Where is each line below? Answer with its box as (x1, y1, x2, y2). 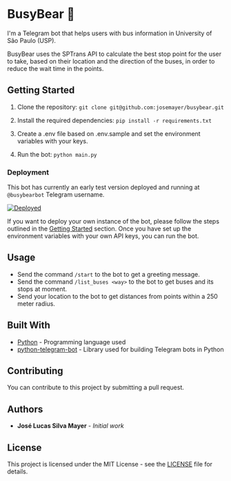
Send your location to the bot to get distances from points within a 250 (17, 292, 219, 300)
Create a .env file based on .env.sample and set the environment (17, 129, 201, 137)
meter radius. (17, 300, 55, 308)
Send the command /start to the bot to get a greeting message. (17, 270, 200, 278)
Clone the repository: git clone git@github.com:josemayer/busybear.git (17, 103, 224, 111)
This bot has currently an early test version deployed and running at (7, 183, 200, 192)
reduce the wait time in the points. (7, 64, 104, 72)
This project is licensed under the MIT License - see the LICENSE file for (7, 460, 212, 469)
